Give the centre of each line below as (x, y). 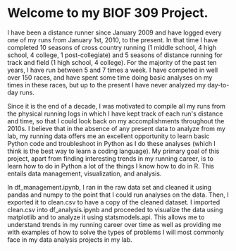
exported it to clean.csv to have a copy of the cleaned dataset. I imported (114, 202)
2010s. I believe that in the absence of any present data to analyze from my (116, 128)
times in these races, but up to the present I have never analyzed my (107, 85)
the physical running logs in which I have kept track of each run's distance (115, 114)
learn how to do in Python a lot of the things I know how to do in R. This (111, 166)
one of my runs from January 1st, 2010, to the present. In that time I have (113, 39)
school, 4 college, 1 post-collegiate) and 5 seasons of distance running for (115, 55)
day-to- (218, 85)
